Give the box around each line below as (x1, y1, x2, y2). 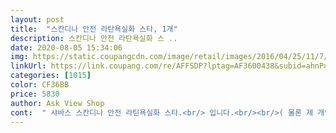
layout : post (10, 14, 65, 25)
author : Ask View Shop (10, 98, 105, 108)
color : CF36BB (10, 80, 70, 90)
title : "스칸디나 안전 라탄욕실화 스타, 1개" (10, 24, 178, 34)
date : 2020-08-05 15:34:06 (10, 42, 123, 53)
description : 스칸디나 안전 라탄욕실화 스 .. (10, 33, 178, 43)
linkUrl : (10, 61, 47, 71)
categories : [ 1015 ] (10, 71, 92, 81)
